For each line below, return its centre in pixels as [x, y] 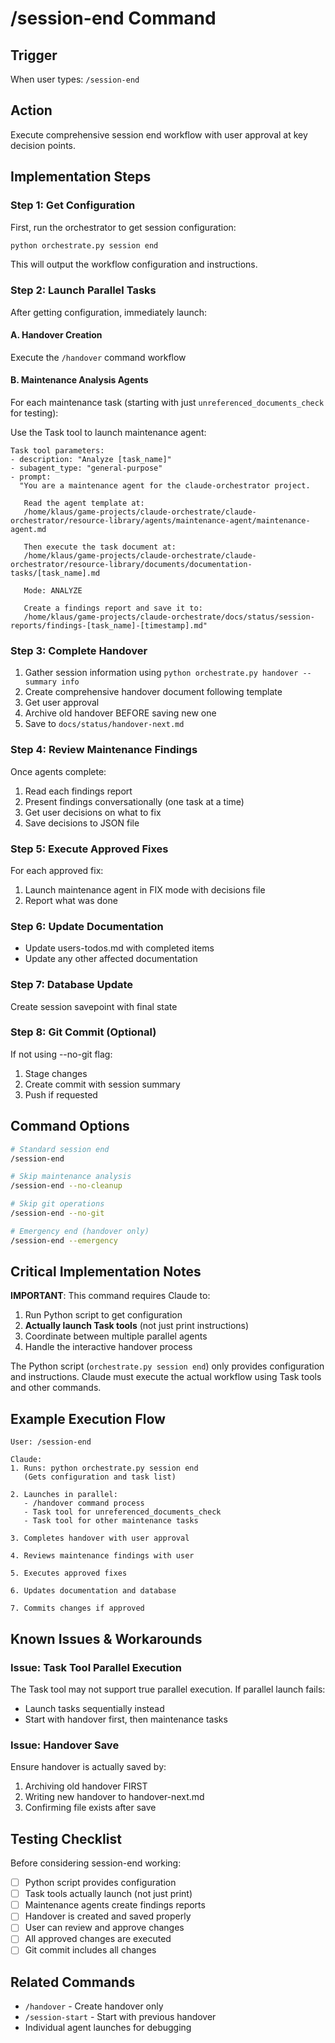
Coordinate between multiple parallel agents [116, 1336]
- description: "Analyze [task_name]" [91, 460]
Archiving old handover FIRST [86, 1786]
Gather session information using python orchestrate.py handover [161, 673]
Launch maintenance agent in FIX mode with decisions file [145, 889]
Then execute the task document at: [100, 547]
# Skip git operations [57, 1204]
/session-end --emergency [64, 1240]
